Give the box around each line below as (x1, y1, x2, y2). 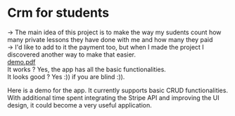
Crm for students (7, 5, 110, 21)
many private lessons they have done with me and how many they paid (7, 35, 213, 43)
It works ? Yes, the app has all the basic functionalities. (7, 65, 167, 73)
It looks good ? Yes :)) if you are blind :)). (7, 72, 125, 81)
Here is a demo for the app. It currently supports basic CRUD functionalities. (7, 86, 229, 94)
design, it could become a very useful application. (7, 101, 153, 109)
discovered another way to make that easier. (7, 50, 136, 59)
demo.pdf (7, 57, 36, 66)
